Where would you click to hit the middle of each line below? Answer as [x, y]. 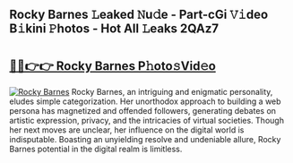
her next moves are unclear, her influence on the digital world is [127, 130]
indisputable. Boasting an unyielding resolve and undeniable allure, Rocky [145, 139]
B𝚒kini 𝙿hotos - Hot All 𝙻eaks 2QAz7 [114, 29]
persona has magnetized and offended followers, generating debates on [142, 111]
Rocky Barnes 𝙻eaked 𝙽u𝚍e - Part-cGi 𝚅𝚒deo [139, 15]
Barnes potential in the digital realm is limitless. [96, 149]
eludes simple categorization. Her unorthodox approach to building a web [145, 101]
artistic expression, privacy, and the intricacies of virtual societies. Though [147, 120]
